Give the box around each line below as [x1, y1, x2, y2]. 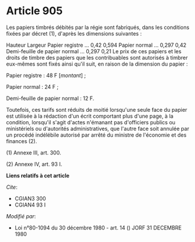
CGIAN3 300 [14, 195, 46, 202]
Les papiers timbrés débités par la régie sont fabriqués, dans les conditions [6, 24, 190, 31]
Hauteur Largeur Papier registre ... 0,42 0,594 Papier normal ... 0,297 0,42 [6, 41, 187, 49]
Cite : [6, 183, 18, 191]
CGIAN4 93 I [14, 201, 46, 208]
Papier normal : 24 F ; [6, 83, 59, 90]
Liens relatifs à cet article [6, 172, 70, 179]
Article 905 [6, 4, 63, 18]
